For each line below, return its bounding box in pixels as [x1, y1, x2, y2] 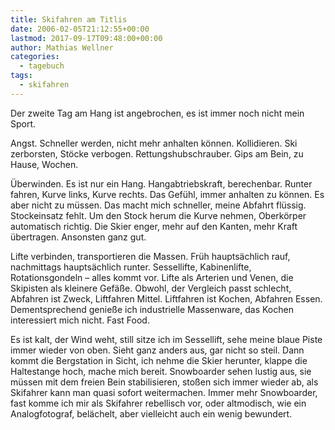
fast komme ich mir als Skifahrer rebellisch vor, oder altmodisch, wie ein [10, 397, 307, 409]
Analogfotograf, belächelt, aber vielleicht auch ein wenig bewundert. [10, 407, 293, 420]
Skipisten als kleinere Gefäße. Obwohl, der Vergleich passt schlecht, [10, 282, 292, 294]
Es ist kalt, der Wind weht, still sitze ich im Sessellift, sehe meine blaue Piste [10, 333, 323, 345]
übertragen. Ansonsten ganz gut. [10, 231, 147, 243]
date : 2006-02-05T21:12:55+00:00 [10, 24, 150, 34]
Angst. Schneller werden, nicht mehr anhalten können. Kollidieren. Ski [10, 137, 298, 149]
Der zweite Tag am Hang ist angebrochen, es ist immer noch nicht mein [10, 107, 305, 119]
